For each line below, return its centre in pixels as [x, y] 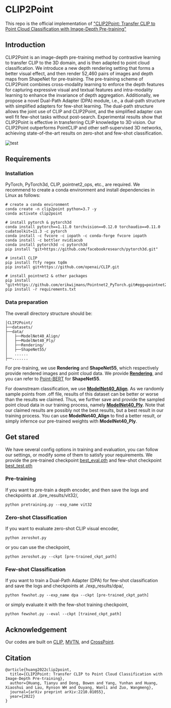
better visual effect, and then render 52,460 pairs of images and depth [79, 73]
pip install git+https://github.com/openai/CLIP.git [62, 267]
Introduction [25, 45]
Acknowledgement [36, 630]
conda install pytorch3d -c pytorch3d [46, 245]
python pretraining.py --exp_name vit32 [49, 505]
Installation [20, 173]
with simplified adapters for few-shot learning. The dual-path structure [79, 106]
